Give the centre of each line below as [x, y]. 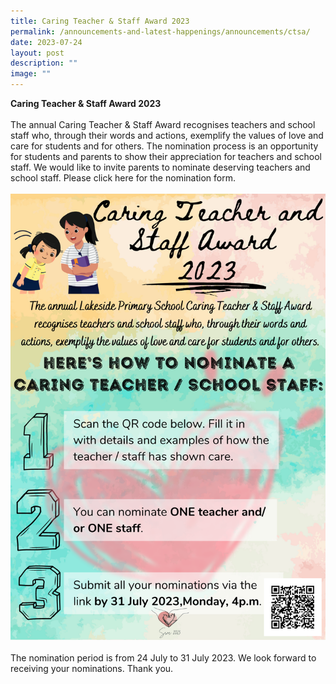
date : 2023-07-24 [46, 42]
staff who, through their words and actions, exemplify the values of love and [167, 135]
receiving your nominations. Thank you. [92, 668]
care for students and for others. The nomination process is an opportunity [164, 146]
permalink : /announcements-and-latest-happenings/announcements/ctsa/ [160, 31]
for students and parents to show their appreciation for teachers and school [166, 156]
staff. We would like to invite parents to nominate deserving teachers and [160, 167]
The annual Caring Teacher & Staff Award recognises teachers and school [163, 124]
